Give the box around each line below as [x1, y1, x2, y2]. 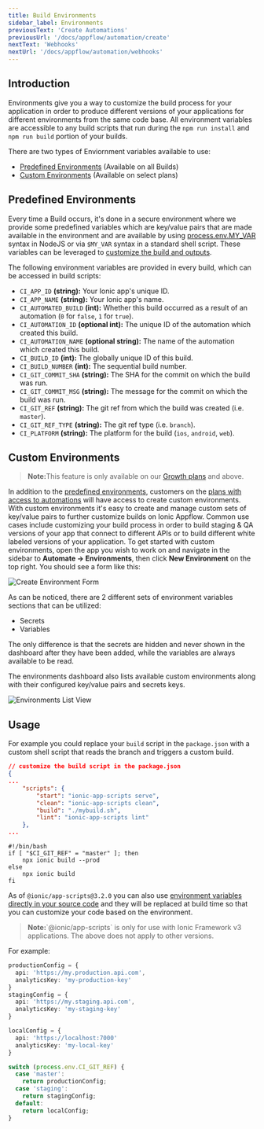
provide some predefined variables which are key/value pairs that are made [8, 222, 253, 232]
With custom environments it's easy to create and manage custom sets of [8, 504, 247, 513]
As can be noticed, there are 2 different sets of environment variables [8, 593, 233, 602]
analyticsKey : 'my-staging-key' [15, 1006, 122, 1013]
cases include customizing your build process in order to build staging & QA [8, 520, 254, 530]
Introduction [8, 77, 71, 90]
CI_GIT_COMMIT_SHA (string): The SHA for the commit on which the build [19, 370, 251, 379]
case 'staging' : [15, 1085, 68, 1093]
